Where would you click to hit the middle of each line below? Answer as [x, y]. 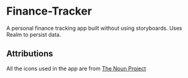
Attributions [30, 54]
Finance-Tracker [49, 11]
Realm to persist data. [34, 34]
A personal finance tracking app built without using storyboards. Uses [94, 28]
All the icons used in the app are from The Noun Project [76, 68]
